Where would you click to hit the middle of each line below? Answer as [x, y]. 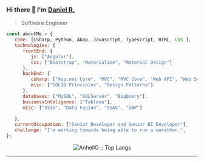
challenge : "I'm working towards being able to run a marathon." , [100, 130]
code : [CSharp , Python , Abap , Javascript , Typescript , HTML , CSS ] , [103, 40]
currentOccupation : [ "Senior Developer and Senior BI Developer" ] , [101, 125]
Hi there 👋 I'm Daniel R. [41, 10]
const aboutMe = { [29, 34]
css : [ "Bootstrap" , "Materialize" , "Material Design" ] [101, 62]
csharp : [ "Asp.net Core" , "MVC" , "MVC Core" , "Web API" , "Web [111, 79]
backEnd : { [36, 74]
